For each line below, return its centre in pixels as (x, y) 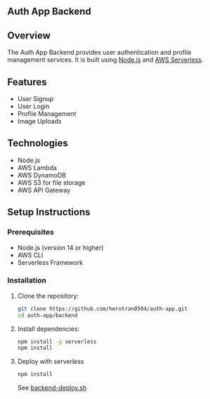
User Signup (35, 99)
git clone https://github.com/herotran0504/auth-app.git (103, 308)
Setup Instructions (49, 212)
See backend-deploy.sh (52, 388)
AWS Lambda (37, 167)
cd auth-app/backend (47, 315)
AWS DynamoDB (42, 175)
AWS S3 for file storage (51, 183)
